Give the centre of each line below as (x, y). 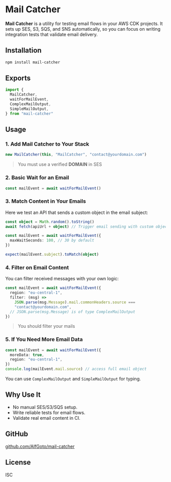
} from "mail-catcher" (29, 113)
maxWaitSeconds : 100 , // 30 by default (52, 240)
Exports (18, 78)
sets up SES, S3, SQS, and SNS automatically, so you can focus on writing (83, 29)
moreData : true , (27, 355)
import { (15, 90)
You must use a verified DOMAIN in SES (60, 164)
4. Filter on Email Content (37, 268)
